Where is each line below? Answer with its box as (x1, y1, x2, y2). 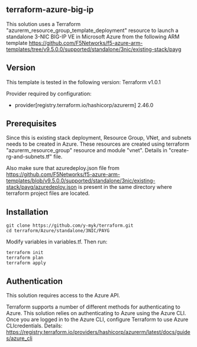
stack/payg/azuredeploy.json (6, 184, 77, 191)
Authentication (6, 276, 63, 286)
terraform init (6, 250, 44, 256)
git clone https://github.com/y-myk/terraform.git (6, 223, 134, 229)
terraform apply (6, 260, 46, 266)
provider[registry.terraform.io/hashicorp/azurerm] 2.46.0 (14, 101, 154, 108)
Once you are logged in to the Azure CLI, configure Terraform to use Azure (6, 316, 189, 323)
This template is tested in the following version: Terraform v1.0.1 (6, 78, 161, 85)
